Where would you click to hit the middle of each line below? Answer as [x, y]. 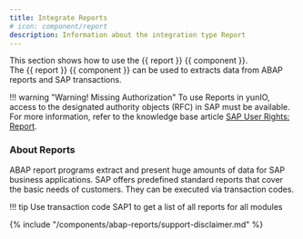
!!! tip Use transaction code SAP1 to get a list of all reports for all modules [146, 206]
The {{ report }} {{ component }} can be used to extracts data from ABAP [146, 70]
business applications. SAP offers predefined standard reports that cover [146, 179]
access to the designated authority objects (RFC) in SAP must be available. [150, 107]
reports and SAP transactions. [66, 80]
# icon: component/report [58, 26]
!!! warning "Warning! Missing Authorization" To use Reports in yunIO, [140, 97]
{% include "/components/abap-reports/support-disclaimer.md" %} [136, 224]
